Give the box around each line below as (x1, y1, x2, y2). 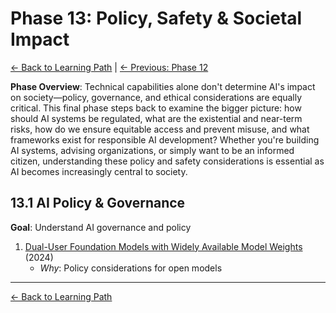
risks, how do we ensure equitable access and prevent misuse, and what (10, 123, 310, 135)
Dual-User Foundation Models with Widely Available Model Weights (24, 240, 303, 252)
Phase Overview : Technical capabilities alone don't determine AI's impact (10, 80, 316, 92)
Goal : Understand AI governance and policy (10, 221, 192, 233)
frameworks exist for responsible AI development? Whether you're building (10, 133, 320, 146)
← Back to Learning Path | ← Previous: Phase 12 (10, 61, 209, 73)
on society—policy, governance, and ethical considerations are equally (10, 91, 303, 103)
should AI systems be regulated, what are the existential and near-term (10, 112, 303, 124)
